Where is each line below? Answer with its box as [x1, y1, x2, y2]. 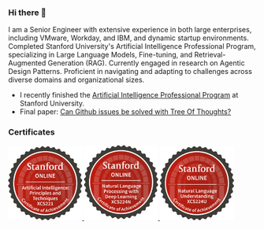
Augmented [8, 58, 46, 68]
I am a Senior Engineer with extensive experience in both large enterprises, [8, 25, 252, 35]
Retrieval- [194, 50, 226, 60]
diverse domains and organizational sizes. [8, 75, 145, 85]
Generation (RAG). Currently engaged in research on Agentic [47, 58, 246, 68]
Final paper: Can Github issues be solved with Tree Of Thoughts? [19, 107, 232, 116]
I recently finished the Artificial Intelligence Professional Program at [19, 90, 239, 100]
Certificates [8, 127, 55, 138]
